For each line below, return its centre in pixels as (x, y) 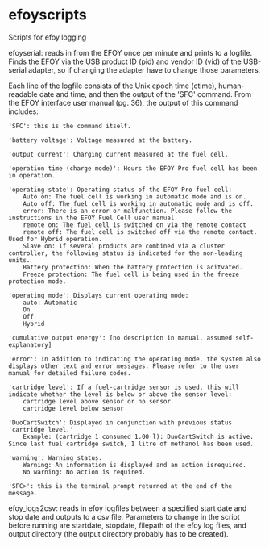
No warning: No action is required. (85, 472)
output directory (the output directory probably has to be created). (118, 533)
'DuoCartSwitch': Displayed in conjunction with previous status (120, 422)
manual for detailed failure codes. (70, 373)
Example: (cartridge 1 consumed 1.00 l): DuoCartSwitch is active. (138, 436)
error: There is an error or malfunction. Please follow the (127, 211)
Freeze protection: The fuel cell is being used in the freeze (131, 274)
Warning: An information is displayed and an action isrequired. (135, 465)
